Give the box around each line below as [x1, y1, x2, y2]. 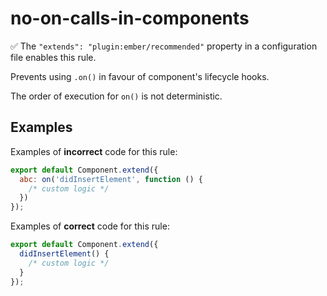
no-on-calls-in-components [10, 7, 250, 30]
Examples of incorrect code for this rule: [10, 145, 178, 157]
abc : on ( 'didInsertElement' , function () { [19, 174, 203, 184]
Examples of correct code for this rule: [10, 220, 170, 232]
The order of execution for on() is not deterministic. [10, 90, 223, 102]
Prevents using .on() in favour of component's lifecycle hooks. [10, 70, 270, 82]
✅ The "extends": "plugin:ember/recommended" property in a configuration [10, 40, 318, 52]
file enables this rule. [10, 51, 97, 63]
